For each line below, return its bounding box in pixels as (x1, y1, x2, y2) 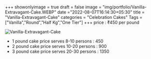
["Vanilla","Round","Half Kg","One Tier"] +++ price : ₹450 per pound (5, 19, 140, 25)
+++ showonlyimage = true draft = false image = (5, 4, 102, 10)
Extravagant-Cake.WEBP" (5, 9, 56, 15)
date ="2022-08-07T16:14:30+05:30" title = (57, 9, 145, 15)
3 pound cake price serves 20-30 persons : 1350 (12, 48, 110, 54)
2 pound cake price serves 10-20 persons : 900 (12, 44, 107, 49)
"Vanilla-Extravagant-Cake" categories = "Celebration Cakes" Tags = (5, 15, 143, 20)
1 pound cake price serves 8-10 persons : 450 (12, 38, 104, 44)
